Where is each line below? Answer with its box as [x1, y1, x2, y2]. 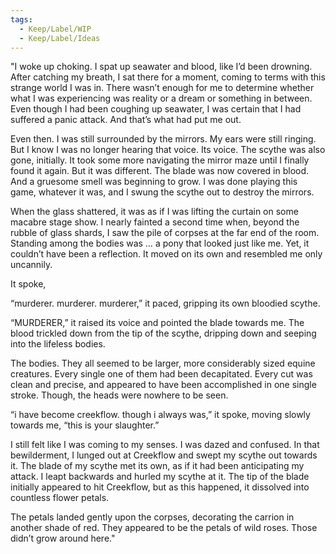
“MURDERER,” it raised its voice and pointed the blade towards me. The [10, 317, 305, 329]
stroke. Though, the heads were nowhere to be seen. [10, 389, 229, 401]
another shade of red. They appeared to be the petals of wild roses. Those [10, 522, 318, 534]
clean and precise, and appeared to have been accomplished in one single [10, 379, 317, 391]
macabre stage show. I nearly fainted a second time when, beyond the [10, 216, 300, 228]
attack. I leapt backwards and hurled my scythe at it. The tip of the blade [10, 471, 310, 483]
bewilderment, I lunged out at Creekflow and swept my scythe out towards [10, 449, 318, 461]
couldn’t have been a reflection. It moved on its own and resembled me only [10, 248, 323, 260]
